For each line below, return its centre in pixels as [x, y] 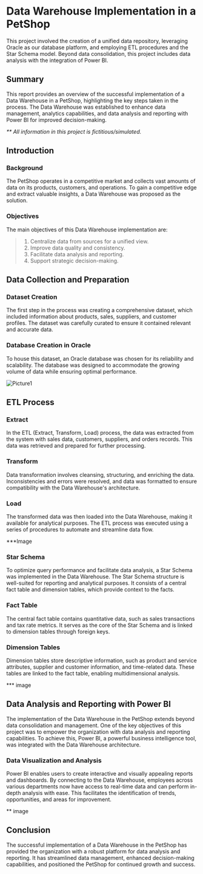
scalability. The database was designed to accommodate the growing [93, 365]
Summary [25, 79]
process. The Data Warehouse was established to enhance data [86, 107]
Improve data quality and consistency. [78, 248]
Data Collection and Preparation [68, 280]
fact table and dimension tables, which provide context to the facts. [90, 590]
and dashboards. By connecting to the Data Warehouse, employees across [100, 780]
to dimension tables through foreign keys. [58, 631]
